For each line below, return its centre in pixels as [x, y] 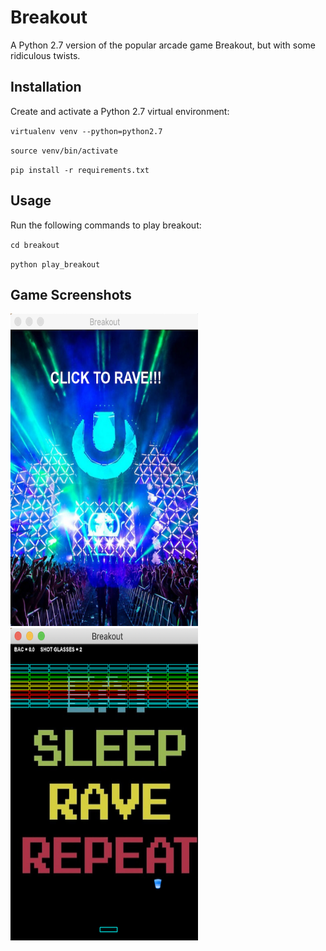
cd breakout [35, 245]
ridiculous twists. [45, 55]
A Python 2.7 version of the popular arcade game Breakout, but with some [163, 45]
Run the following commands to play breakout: [106, 225]
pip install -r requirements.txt [80, 170]
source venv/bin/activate [64, 151]
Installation [46, 87]
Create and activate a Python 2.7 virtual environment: [120, 111]
